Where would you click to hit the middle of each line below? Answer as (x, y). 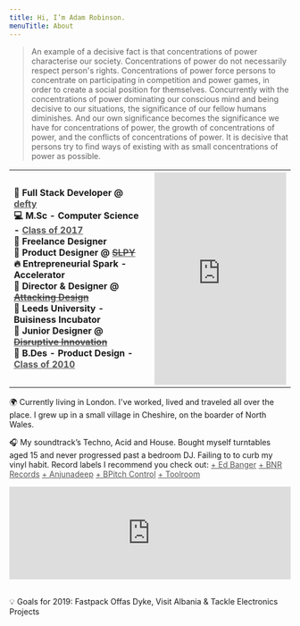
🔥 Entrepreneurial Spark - (70, 263)
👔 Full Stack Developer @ (68, 193)
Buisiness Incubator (57, 320)
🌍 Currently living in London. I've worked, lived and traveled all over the (142, 402)
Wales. (21, 424)
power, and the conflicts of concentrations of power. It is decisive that (159, 137)
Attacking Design (51, 297)
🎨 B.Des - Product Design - (74, 353)
